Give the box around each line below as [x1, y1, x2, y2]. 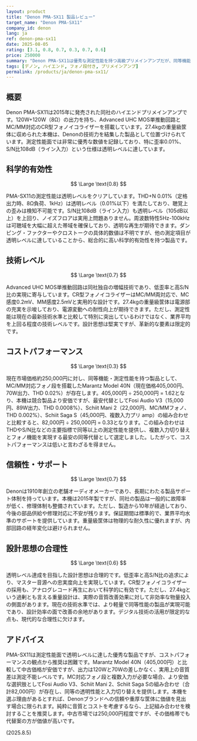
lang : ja [6, 31, 28, 36]
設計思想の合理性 [6, 543, 68, 553]
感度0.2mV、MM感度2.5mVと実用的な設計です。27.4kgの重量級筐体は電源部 [6, 298, 191, 305]
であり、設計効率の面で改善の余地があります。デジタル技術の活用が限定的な [6, 608, 191, 615]
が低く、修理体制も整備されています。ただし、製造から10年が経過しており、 [6, 502, 191, 509]
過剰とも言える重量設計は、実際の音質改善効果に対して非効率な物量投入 [16, 593, 191, 600]
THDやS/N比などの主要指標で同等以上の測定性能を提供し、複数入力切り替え [6, 426, 191, 433]
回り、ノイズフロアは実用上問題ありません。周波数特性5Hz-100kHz [26, 214, 190, 221]
